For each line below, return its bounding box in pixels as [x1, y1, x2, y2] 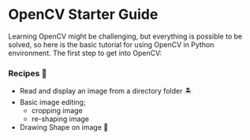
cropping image [31, 106, 83, 116]
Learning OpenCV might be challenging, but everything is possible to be [8, 31, 243, 41]
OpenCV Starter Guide [8, 6, 159, 24]
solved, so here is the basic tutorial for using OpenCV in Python [8, 39, 215, 49]
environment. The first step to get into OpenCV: [8, 48, 162, 57]
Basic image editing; [19, 98, 86, 107]
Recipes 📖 [8, 68, 47, 79]
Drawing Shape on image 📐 [19, 123, 109, 132]
